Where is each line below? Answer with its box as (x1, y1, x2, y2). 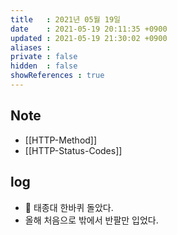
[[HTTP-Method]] (24, 134, 98, 146)
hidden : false (10, 61, 78, 71)
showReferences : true (10, 71, 105, 81)
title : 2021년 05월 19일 (10, 14, 122, 25)
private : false (10, 52, 78, 62)
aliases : (10, 42, 52, 53)
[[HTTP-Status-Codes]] (24, 144, 123, 156)
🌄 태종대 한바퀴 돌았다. (24, 201, 114, 213)
